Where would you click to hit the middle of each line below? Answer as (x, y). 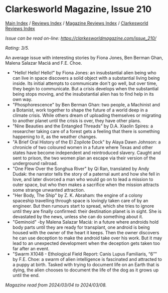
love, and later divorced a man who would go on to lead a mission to (83, 179)
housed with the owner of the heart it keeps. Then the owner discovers (86, 232)
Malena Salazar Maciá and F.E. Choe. (44, 63)
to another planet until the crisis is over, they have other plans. (77, 120)
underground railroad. (35, 163)
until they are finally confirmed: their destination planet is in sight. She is (87, 211)
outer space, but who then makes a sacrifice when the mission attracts (86, 185)
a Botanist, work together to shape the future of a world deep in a (80, 110)
